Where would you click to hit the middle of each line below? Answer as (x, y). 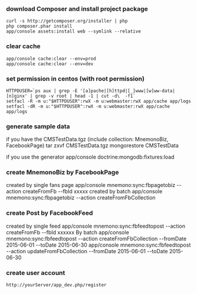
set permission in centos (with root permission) (75, 79)
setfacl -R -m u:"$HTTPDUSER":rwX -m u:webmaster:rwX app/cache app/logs (99, 101)
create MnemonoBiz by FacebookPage (63, 172)
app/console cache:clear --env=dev (50, 64)
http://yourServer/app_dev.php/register (57, 285)
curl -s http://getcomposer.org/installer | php (67, 21)
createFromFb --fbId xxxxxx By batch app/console (68, 232)
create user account (36, 273)
